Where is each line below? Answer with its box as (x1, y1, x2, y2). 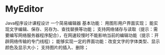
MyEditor (5, 3, 44, 15)
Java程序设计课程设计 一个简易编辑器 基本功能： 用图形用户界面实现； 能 (5, 20, 154, 26)
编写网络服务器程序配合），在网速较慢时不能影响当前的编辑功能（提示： (9, 32, 155, 38)
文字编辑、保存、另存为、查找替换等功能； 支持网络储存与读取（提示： (9, 26, 154, 32)
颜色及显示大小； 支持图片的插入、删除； (5, 44, 89, 50)
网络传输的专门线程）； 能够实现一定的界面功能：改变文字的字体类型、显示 (9, 38, 160, 44)
